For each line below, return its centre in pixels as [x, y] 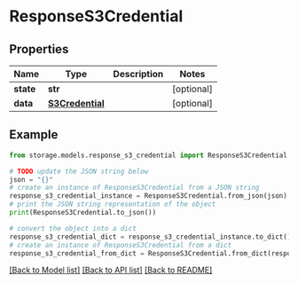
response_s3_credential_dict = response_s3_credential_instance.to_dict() [150, 237]
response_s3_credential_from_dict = [77, 253]
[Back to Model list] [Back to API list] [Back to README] [111, 270]
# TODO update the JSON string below [79, 171]
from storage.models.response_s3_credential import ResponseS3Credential [149, 155]
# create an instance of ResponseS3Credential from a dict [121, 245]
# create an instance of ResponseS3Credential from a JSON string [134, 188]
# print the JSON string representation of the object [113, 204]
